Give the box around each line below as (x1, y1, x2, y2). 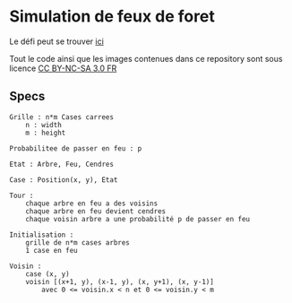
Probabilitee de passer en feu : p (9, 143, 142, 153)
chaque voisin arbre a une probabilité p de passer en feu (25, 214, 251, 223)
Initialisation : (9, 230, 74, 239)
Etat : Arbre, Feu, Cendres (9, 160, 115, 169)
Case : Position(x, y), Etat (9, 175, 118, 185)
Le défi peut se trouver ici (9, 36, 105, 47)
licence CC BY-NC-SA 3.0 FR (9, 63, 117, 74)
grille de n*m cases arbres (25, 238, 130, 247)
